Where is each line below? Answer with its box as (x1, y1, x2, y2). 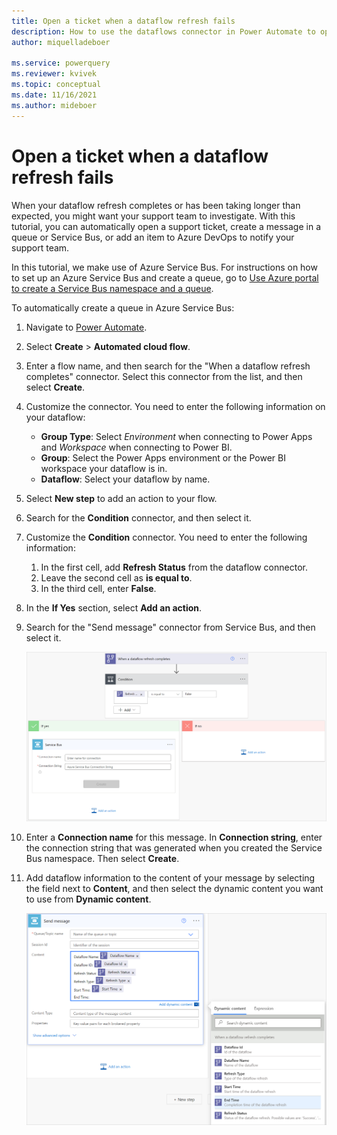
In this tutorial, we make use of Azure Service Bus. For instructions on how (11, 261, 318, 273)
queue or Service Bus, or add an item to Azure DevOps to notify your (11, 231, 295, 243)
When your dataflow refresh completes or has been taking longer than (11, 199, 301, 211)
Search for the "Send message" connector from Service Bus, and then (25, 621, 316, 633)
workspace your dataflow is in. (40, 462, 168, 474)
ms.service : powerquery (11, 58, 111, 69)
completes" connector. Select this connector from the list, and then (25, 370, 303, 382)
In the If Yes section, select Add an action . (25, 601, 203, 614)
